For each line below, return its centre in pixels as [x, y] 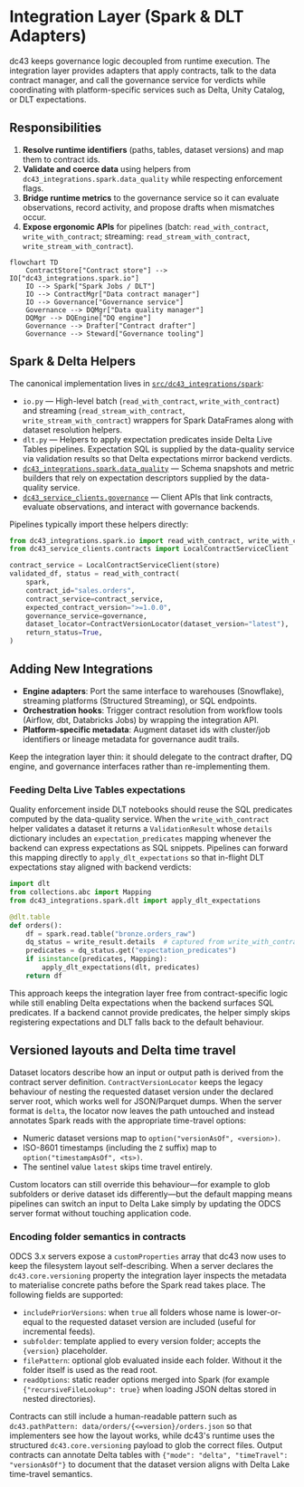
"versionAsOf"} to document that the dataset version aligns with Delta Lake [150, 1464]
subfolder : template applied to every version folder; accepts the [142, 1340]
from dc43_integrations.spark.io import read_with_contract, [127, 540]
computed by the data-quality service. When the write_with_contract [139, 819]
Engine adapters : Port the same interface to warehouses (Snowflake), [153, 691]
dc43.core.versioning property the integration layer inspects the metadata [148, 1275]
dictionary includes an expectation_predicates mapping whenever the [140, 838]
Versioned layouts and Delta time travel [123, 1050]
